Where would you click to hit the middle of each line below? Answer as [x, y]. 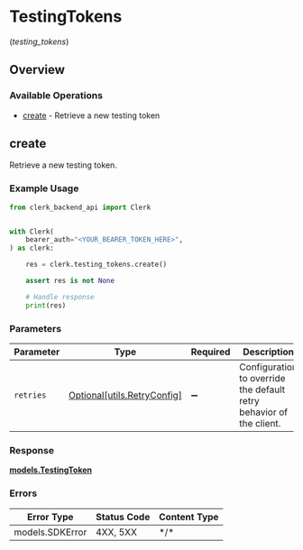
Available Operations [56, 96]
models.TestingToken [51, 470]
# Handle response [60, 297]
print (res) [46, 305]
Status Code [123, 517]
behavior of [263, 412]
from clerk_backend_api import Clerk [80, 207]
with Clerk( [32, 232]
